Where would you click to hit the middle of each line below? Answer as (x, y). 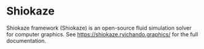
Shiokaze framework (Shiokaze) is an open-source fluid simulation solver (99, 28)
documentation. (26, 41)
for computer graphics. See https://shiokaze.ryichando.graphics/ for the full (102, 34)
